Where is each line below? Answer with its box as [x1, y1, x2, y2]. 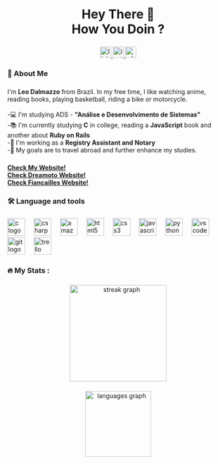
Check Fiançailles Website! [7, 178, 89, 187]
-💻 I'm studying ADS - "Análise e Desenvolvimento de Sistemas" [7, 110, 201, 119]
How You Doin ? [71, 21, 165, 37]
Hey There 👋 [82, 6, 155, 22]
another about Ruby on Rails [7, 131, 90, 139]
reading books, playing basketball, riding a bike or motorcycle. [7, 95, 188, 103]
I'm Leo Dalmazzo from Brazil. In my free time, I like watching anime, [7, 87, 206, 95]
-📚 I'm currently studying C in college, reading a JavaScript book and [7, 121, 212, 129]
